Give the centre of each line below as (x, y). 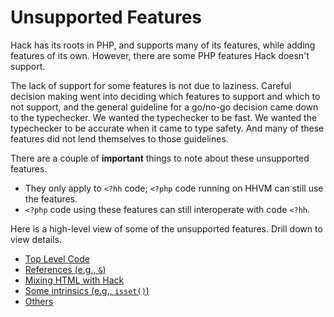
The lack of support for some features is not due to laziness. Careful (151, 85)
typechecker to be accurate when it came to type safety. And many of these (167, 128)
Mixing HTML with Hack (74, 280)
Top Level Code (57, 258)
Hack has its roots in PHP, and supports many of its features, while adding (163, 45)
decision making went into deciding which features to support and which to (165, 96)
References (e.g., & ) (65, 269)
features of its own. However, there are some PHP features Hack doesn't (160, 55)
